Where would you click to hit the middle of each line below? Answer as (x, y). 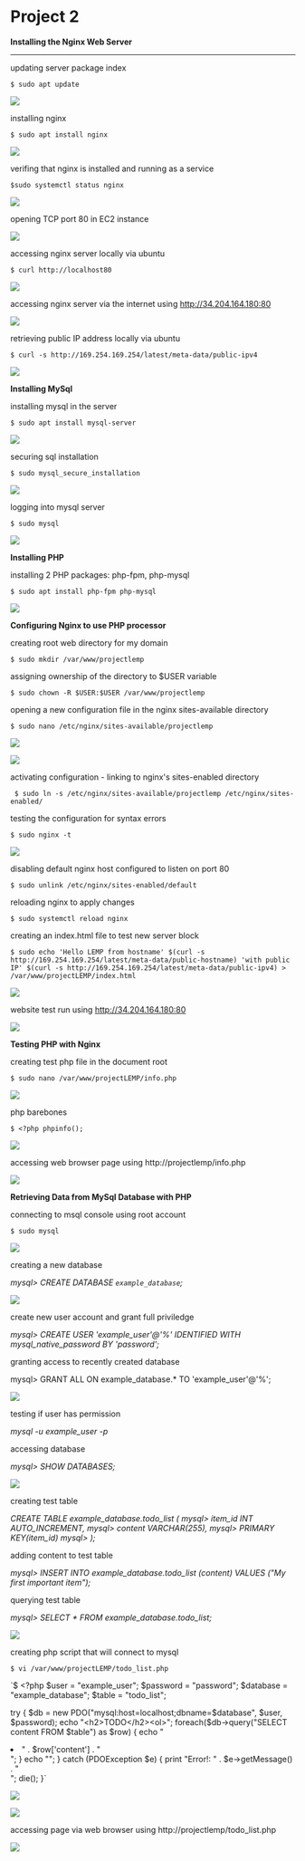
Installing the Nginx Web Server (71, 42)
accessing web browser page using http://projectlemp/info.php (128, 1162)
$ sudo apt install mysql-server (73, 423)
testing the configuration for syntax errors (88, 818)
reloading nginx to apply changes (72, 902)
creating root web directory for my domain (89, 643)
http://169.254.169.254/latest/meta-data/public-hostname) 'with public (150, 960)
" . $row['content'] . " (62, 1749)
